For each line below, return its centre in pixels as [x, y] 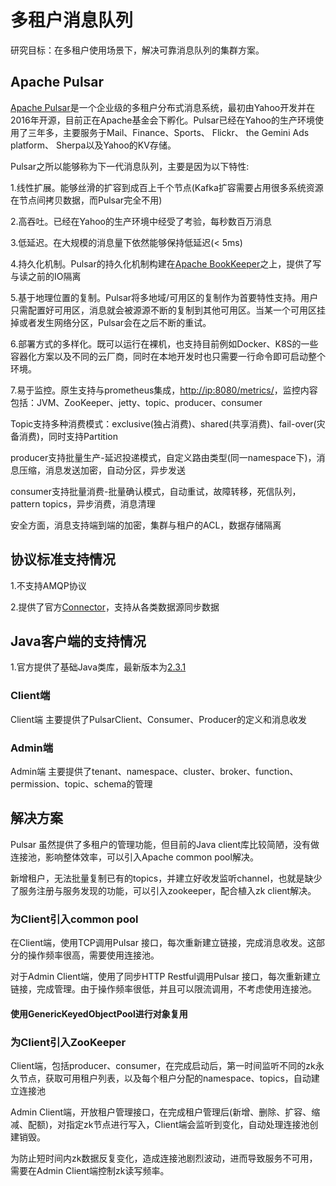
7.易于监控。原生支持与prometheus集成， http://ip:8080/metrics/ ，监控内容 [164, 390]
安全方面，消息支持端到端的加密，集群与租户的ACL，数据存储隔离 [146, 525]
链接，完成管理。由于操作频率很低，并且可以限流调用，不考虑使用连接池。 [163, 989]
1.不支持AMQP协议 [48, 585]
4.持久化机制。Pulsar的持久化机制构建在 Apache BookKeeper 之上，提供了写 [166, 263]
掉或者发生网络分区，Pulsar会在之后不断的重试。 [111, 322]
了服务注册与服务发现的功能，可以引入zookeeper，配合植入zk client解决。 [163, 890]
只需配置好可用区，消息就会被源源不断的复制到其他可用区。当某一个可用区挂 [168, 310]
